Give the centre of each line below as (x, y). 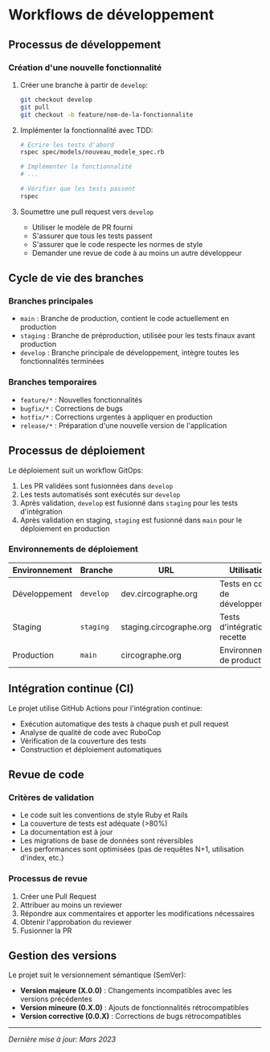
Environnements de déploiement (74, 549)
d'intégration (41, 511)
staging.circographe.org (166, 627)
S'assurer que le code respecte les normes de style (117, 244)
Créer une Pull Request (58, 896)
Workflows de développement (111, 15)
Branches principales (51, 301)
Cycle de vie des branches (76, 278)
